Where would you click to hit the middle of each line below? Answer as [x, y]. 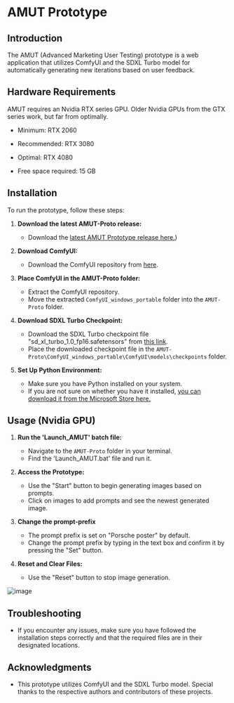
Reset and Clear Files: [50, 564]
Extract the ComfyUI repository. [74, 292]
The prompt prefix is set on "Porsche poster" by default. [109, 536]
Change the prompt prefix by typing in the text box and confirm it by [126, 543]
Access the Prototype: [51, 472]
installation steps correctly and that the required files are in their [110, 638]
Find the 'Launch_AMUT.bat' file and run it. [90, 458]
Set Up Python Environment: [60, 370]
